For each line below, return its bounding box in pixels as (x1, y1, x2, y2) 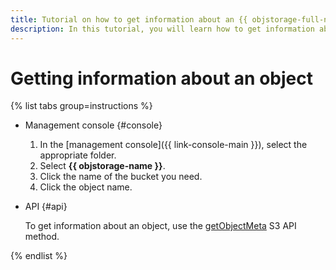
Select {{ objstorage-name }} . (39, 160, 166, 172)
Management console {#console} (24, 119, 163, 131)
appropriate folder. (39, 149, 117, 161)
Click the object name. (39, 181, 133, 193)
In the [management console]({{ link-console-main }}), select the (39, 139, 308, 151)
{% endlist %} (10, 250, 68, 262)
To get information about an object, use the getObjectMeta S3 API (24, 220, 297, 232)
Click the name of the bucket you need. (39, 171, 203, 183)
